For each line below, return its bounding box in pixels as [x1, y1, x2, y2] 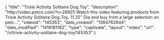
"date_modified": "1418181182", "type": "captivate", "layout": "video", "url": [5, 25, 155, 30]
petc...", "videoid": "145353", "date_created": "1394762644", [5, 19, 127, 25]
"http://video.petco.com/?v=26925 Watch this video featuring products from [5, 9, 160, 15]
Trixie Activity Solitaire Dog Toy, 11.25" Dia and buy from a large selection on [5, 14, 159, 20]
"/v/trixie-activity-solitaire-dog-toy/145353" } [5, 30, 96, 35]
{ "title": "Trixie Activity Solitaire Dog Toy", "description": [5, 4, 119, 10]
